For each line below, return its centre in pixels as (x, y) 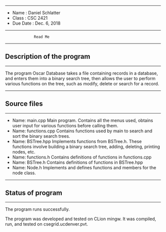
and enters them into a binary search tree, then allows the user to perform (80, 78)
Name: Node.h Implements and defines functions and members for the (84, 167)
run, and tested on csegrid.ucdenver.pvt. (46, 224)
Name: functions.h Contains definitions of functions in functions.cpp (82, 157)
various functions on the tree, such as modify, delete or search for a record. (82, 83)
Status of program (34, 193)
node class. (24, 173)
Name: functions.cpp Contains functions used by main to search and (82, 131)
